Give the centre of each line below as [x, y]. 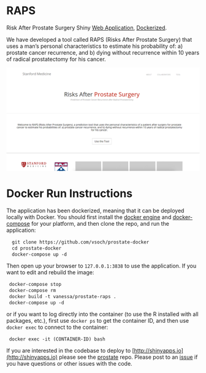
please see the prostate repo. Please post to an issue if [128, 357]
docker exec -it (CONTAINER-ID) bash [57, 339]
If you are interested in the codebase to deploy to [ [71, 351]
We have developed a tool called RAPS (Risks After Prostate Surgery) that [99, 39]
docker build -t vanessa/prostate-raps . [63, 297]
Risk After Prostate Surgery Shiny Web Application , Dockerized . [87, 28]
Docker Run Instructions [70, 194]
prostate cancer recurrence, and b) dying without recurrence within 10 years [103, 52]
